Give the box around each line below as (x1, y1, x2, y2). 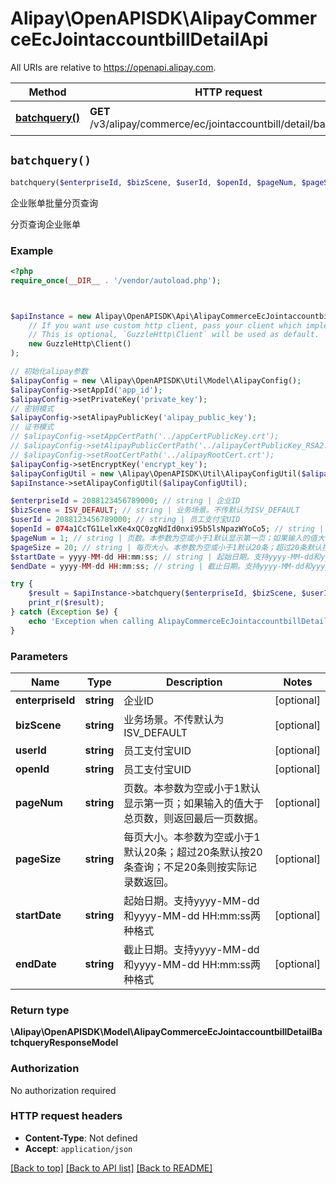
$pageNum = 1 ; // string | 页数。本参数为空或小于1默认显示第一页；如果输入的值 (10, 533, 318, 543)
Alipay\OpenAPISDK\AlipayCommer (10, 7, 318, 30)
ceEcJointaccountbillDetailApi (10, 28, 269, 51)
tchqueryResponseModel (10, 1037, 119, 1049)
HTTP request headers (10, 1109, 123, 1123)
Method (28, 85, 67, 99)
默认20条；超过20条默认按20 (123, 845, 263, 859)
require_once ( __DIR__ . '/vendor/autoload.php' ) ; (10, 275, 222, 286)
